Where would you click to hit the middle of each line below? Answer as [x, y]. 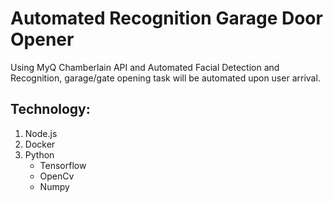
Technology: [50, 109]
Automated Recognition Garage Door [166, 18]
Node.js [41, 133]
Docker [40, 144]
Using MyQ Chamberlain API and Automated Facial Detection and [145, 67]
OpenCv [57, 176]
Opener [42, 39]
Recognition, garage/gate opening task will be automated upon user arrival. [165, 78]
